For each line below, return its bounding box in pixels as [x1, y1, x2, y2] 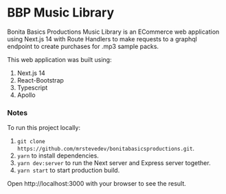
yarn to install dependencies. [16, 151, 100, 160]
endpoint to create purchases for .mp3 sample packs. [7, 42, 159, 50]
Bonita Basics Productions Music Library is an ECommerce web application [7, 28, 220, 36]
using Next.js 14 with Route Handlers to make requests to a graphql [7, 34, 197, 43]
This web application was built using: [7, 55, 112, 63]
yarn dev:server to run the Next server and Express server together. [16, 159, 211, 167]
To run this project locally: [7, 124, 81, 132]
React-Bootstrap [16, 76, 64, 84]
